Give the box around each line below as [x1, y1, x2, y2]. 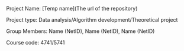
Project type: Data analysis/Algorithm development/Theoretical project [6, 16, 178, 23]
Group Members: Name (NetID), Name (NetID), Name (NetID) [6, 28, 155, 35]
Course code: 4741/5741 [6, 39, 65, 46]
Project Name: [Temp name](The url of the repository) [6, 5, 138, 12]
